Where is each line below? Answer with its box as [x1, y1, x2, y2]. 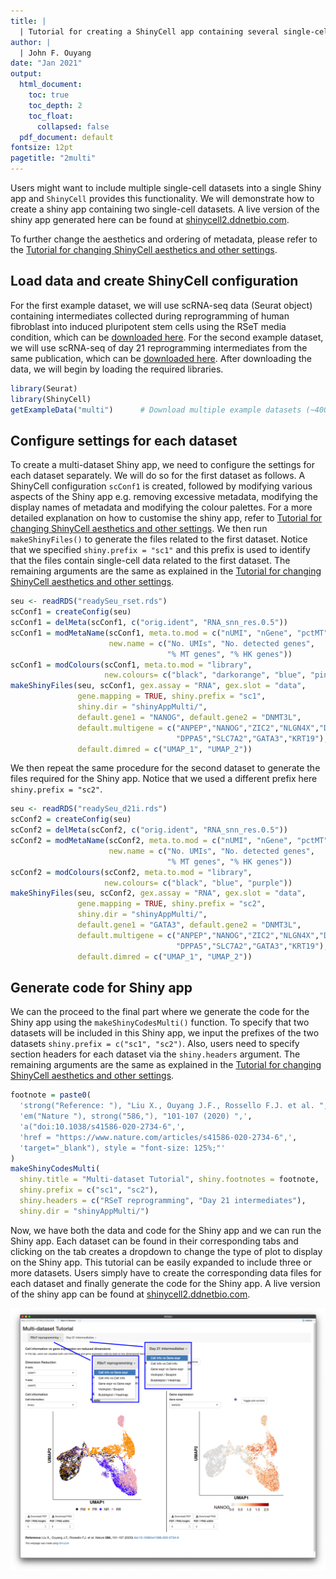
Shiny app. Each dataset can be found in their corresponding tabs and [10, 1235, 299, 1247]
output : [10, 69, 43, 79]
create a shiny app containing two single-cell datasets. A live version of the [10, 203, 320, 215]
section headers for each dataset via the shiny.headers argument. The [10, 1048, 301, 1060]
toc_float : [28, 111, 74, 121]
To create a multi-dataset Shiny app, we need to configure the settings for [10, 459, 315, 471]
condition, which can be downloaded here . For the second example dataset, [10, 331, 324, 343]
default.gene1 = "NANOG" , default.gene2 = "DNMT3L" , [77, 712, 302, 722]
